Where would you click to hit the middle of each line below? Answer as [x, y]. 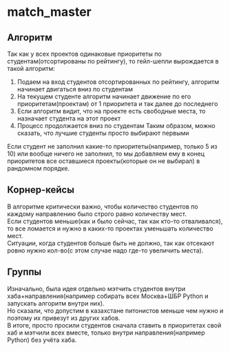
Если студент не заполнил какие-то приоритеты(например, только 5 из [112, 146]
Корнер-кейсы [41, 190]
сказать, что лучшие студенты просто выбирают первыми [103, 133]
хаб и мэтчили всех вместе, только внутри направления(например [106, 332]
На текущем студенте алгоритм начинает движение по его [104, 96]
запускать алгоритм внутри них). [56, 303]
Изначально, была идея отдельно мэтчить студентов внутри [96, 288]
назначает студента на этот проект [69, 118]
